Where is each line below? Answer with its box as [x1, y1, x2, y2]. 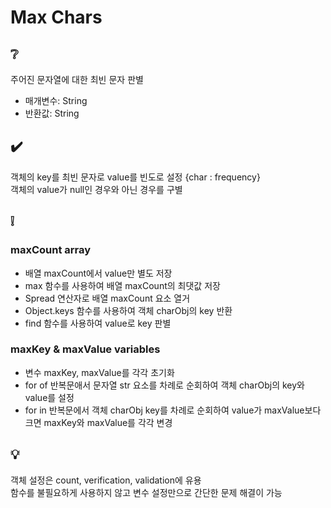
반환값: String [24, 107, 80, 119]
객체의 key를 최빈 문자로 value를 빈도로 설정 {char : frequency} [10, 171, 261, 183]
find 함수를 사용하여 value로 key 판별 [24, 317, 172, 329]
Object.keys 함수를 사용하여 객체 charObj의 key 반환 [24, 304, 233, 316]
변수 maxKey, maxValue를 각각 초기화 [24, 366, 175, 378]
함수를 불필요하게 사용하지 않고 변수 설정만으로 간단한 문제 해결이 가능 [10, 486, 283, 498]
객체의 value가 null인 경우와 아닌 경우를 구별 [10, 183, 183, 195]
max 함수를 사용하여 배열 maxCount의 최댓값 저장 [24, 279, 221, 291]
